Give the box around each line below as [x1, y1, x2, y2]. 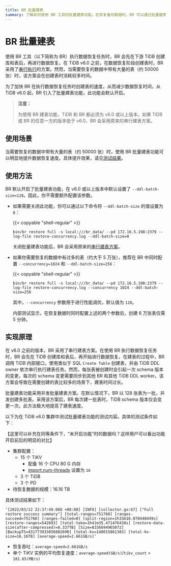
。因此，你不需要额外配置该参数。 [23, 192, 95, 199]
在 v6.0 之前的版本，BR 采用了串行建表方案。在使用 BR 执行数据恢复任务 [5, 347, 157, 353]
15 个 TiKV [20, 454, 42, 460]
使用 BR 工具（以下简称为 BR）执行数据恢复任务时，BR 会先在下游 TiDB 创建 [5, 53, 165, 60]
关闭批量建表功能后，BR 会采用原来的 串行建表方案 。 [12, 244, 123, 250]
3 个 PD [20, 479, 37, 486]
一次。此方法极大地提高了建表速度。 [9, 402, 85, 409]
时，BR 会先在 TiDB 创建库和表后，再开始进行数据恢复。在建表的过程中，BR [5, 354, 164, 360]
